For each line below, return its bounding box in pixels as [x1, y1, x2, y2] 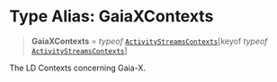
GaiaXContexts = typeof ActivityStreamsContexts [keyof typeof [31, 36, 268, 46]
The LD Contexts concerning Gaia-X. [9, 62, 147, 73]
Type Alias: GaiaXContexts [9, 6, 214, 27]
